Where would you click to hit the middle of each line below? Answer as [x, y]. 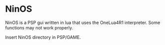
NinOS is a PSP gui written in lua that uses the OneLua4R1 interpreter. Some [83, 22]
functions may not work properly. [39, 27]
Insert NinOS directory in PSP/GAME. [43, 37]
